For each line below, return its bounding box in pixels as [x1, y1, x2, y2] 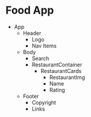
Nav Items [31, 42, 57, 49]
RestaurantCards [40, 67, 82, 74]
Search [31, 55, 50, 62]
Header [22, 29, 42, 36]
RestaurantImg [49, 74, 85, 81]
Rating [49, 86, 66, 93]
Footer [22, 93, 39, 100]
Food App [5, 4, 54, 17]
